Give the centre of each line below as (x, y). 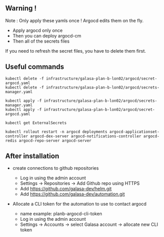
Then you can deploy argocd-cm (47, 35)
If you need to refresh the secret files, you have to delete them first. (76, 51)
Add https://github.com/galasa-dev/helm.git (66, 189)
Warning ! (21, 8)
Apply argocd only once (38, 30)
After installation (32, 156)
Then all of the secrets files (41, 41)
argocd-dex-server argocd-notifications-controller (86, 136)
